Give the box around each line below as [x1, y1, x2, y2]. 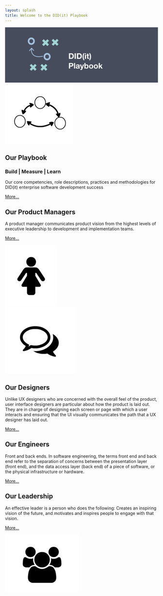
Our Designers [5, 383, 50, 392]
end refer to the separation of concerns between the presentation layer [5, 458, 147, 464]
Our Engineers [5, 440, 49, 449]
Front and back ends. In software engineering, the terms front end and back [5, 453, 157, 459]
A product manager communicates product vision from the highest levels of [5, 221, 156, 227]
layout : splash [5, 8, 36, 13]
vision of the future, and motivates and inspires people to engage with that [5, 510, 154, 516]
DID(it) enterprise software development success [5, 185, 103, 190]
